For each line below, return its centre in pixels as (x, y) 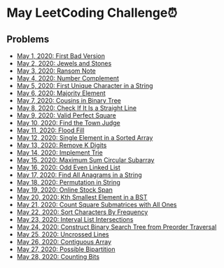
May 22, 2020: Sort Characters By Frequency (82, 212)
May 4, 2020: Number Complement (68, 78)
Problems (28, 39)
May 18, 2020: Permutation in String (68, 182)
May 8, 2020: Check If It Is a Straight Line (77, 108)
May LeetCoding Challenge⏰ (92, 13)
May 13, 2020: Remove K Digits (62, 145)
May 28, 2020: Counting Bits (58, 256)
